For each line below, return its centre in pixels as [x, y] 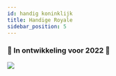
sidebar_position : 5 [37, 26]
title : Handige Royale [40, 20]
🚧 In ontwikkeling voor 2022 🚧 [59, 50]
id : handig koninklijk [40, 13]
